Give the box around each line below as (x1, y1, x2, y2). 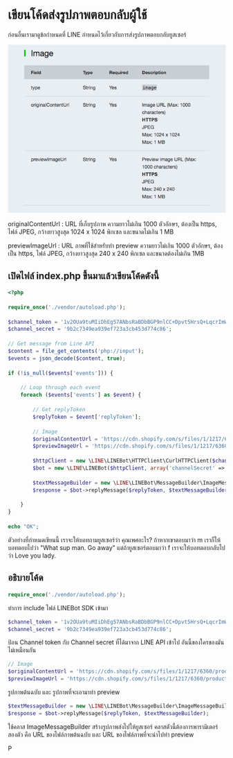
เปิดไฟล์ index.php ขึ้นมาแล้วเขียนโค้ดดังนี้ (8, 270, 160, 282)
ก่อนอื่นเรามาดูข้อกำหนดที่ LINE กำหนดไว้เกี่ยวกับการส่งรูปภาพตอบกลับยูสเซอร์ (8, 30, 187, 38)
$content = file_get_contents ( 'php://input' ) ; (8, 347, 145, 355)
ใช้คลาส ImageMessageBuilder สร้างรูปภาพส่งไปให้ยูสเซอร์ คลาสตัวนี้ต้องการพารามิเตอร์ (8, 722, 218, 731)
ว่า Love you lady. (8, 551, 57, 560)
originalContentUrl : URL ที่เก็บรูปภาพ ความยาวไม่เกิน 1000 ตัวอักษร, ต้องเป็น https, (8, 220, 217, 228)
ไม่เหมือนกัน (8, 646, 37, 655)
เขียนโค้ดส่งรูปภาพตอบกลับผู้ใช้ (8, 7, 147, 23)
